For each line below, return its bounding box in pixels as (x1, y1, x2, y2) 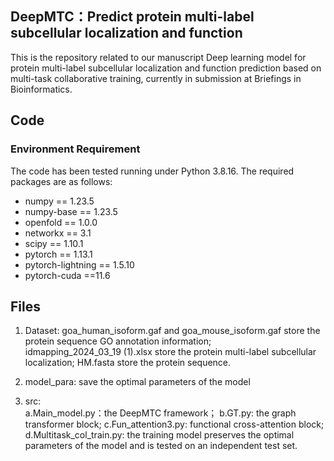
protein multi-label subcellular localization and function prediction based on (10, 62, 322, 74)
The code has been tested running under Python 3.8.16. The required (10, 165, 295, 177)
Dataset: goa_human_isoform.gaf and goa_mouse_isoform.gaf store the (24, 325, 321, 337)
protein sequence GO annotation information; (24, 335, 212, 347)
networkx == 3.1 (24, 227, 92, 239)
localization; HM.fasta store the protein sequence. (24, 357, 232, 369)
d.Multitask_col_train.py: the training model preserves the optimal (24, 429, 295, 441)
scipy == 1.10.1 (24, 237, 84, 249)
